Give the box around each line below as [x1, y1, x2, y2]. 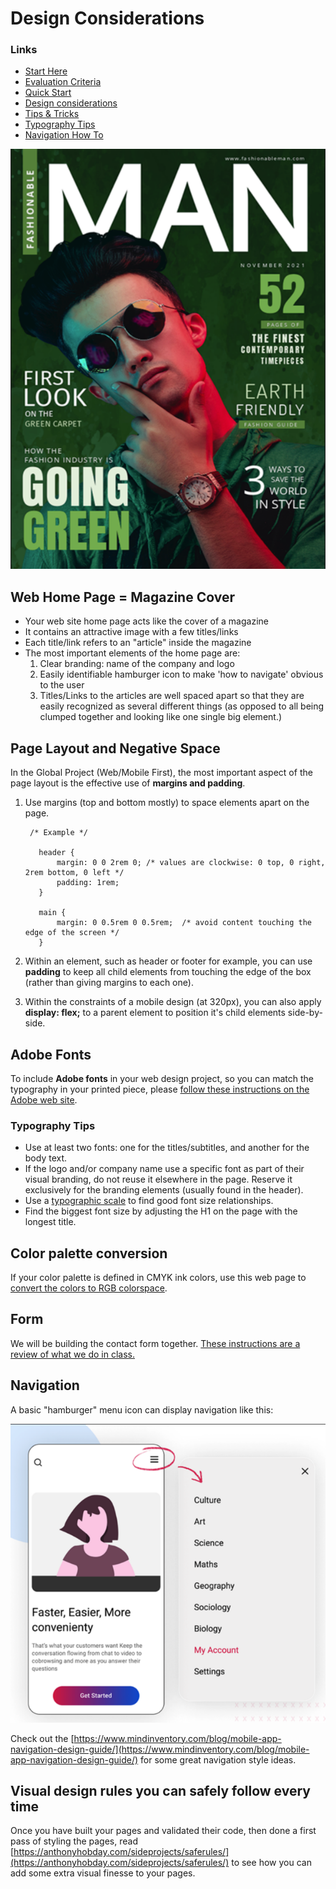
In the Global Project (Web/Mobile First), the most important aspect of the [10, 767, 313, 779]
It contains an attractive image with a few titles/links [24, 626, 239, 638]
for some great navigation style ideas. [140, 1753, 297, 1766]
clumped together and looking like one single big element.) [39, 711, 283, 723]
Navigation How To [24, 129, 104, 141]
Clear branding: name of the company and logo [39, 658, 235, 670]
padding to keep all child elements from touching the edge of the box [24, 966, 312, 978]
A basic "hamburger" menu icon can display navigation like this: [10, 1403, 274, 1416]
